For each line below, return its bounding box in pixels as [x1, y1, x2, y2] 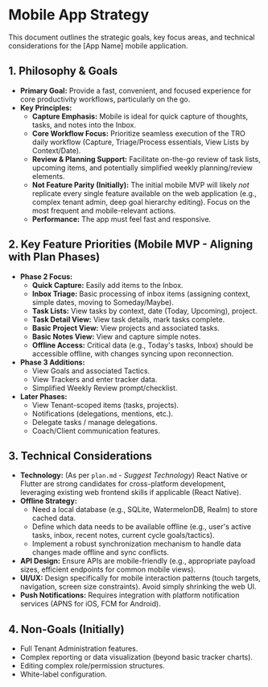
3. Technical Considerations [8, 449, 153, 463]
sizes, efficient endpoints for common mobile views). [19, 564, 196, 574]
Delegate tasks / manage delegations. [31, 417, 159, 427]
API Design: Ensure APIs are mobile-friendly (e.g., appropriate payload [19, 556, 256, 566]
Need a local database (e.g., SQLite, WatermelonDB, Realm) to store [31, 505, 258, 514]
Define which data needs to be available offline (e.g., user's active [31, 522, 252, 531]
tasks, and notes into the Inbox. [31, 119, 137, 130]
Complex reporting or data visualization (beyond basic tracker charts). [19, 652, 254, 662]
